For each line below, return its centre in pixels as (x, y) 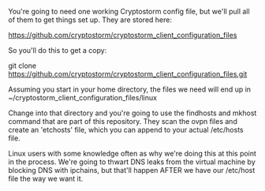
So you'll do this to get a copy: (58, 50)
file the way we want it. (46, 178)
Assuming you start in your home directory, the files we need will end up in (129, 89)
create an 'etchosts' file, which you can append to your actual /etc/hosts (126, 130)
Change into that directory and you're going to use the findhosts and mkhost (132, 113)
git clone (22, 66)
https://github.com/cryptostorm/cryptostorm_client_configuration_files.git (128, 74)
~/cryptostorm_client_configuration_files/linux (83, 97)
